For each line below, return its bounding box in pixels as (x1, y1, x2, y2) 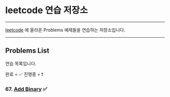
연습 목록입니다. (5, 60, 37, 66)
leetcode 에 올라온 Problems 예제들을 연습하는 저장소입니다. (5, 27, 125, 33)
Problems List (5, 46, 50, 55)
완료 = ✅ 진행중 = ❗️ (5, 71, 43, 77)
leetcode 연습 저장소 (5, 5, 88, 16)
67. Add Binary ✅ (5, 85, 48, 92)
